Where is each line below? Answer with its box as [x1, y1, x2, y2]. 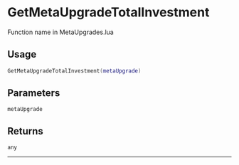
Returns [7, 125, 44, 137]
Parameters [7, 87, 60, 100]
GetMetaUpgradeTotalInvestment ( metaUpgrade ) [7, 67, 142, 75]
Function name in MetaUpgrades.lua [7, 28, 114, 36]
